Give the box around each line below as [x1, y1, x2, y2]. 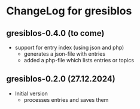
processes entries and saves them [23, 96, 109, 103]
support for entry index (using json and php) [14, 44, 124, 51]
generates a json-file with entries [23, 50, 106, 57]
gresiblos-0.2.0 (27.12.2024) [6, 74, 115, 84]
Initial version [14, 90, 48, 97]
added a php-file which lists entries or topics [23, 57, 135, 63]
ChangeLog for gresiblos [6, 4, 132, 18]
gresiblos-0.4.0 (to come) [6, 28, 105, 38]
